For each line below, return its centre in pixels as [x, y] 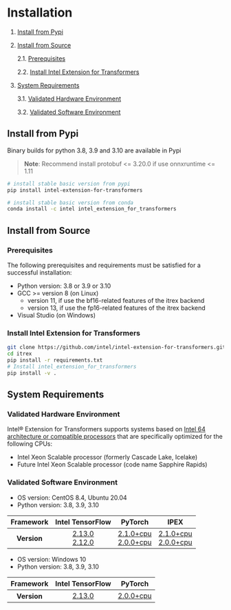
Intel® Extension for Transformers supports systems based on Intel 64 [107, 429]
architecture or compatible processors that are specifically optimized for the [115, 437]
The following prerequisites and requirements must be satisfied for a [104, 265]
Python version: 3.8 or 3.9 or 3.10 [64, 286]
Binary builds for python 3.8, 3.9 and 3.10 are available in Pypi [94, 150]
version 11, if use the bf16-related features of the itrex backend [116, 300]
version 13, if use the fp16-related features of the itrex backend [117, 308]
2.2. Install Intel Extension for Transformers [78, 72]
